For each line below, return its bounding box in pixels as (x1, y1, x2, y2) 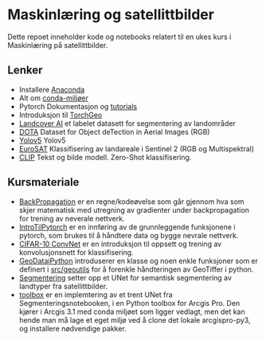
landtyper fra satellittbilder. (18, 281, 108, 291)
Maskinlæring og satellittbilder (7, 6, 214, 24)
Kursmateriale (7, 175, 80, 189)
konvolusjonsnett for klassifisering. (18, 247, 134, 257)
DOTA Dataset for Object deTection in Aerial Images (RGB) (18, 127, 210, 136)
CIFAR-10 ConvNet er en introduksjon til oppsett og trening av (18, 239, 222, 249)
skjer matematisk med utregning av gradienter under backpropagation (18, 205, 250, 214)
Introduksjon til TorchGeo (18, 110, 103, 120)
